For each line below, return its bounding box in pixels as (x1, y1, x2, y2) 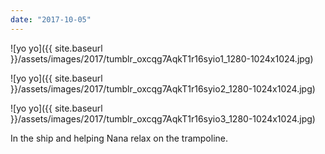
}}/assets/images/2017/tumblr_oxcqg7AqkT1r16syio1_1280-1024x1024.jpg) (10, 52, 314, 65)
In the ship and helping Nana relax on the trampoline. (10, 132, 228, 144)
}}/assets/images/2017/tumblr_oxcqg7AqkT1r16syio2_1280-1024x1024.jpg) (10, 82, 316, 95)
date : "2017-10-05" (10, 14, 92, 25)
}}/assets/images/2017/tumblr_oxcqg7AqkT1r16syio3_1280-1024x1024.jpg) (10, 112, 316, 125)
